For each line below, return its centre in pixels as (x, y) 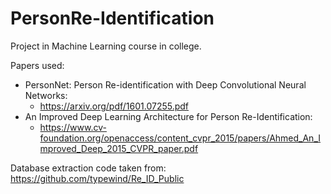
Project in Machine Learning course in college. (106, 46)
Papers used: (37, 65)
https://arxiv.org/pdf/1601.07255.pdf (114, 106)
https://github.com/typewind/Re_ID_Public (97, 178)
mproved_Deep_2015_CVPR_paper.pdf (119, 148)
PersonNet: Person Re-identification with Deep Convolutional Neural (165, 84)
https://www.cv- (73, 127)
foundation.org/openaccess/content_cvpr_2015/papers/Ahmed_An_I (180, 138)
